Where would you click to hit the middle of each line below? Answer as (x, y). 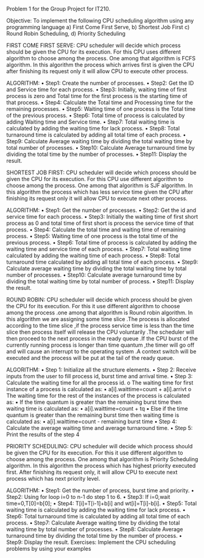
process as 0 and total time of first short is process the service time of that (100, 223)
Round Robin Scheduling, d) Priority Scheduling (66, 34)
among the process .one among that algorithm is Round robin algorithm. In (100, 313)
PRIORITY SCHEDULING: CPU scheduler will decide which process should (100, 446)
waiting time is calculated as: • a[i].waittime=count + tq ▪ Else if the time (97, 408)
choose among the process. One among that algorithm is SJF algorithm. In (100, 185)
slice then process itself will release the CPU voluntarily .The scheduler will (100, 332)
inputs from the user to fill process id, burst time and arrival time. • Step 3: (100, 376)
